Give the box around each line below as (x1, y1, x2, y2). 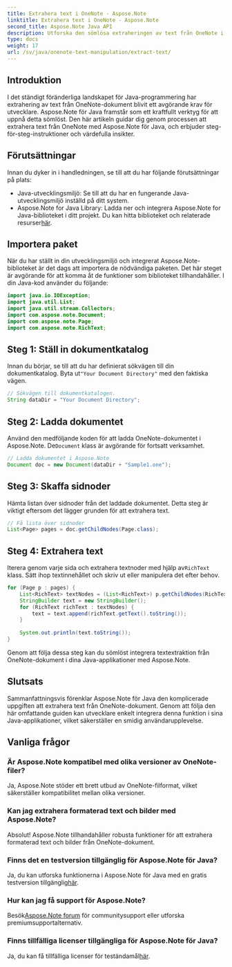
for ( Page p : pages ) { (7, 585, 76, 592)
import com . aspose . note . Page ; (7, 318, 95, 325)
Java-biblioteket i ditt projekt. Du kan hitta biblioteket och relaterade (17, 211, 211, 219)
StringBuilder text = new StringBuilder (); (19, 597, 147, 604)
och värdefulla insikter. (70, 130, 135, 138)
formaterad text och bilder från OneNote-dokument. (7, 837, 155, 846)
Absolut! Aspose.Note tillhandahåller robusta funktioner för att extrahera (7, 831, 213, 839)
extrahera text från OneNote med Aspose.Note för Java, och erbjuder (7, 122, 205, 130)
